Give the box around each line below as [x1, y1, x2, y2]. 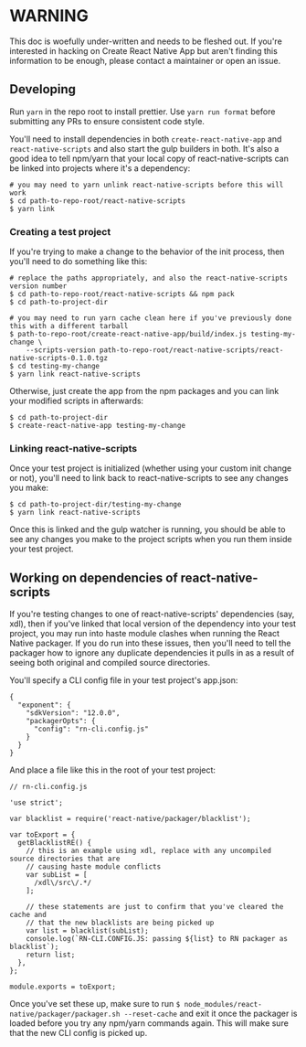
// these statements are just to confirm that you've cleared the [26, 903, 284, 912]
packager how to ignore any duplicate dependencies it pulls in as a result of [9, 647, 295, 658]
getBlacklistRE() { [17, 839, 92, 848]
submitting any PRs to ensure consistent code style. [9, 115, 206, 126]
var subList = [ [26, 871, 89, 880]
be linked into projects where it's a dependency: [9, 162, 191, 174]
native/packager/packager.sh [9, 1010, 121, 1020]
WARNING [9, 5, 89, 27]
